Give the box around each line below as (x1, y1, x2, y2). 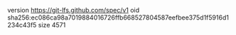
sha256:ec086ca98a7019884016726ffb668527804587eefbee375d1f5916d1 (7, 13, 230, 22)
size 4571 (38, 21, 66, 29)
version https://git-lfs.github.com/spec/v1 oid (7, 6, 140, 14)
